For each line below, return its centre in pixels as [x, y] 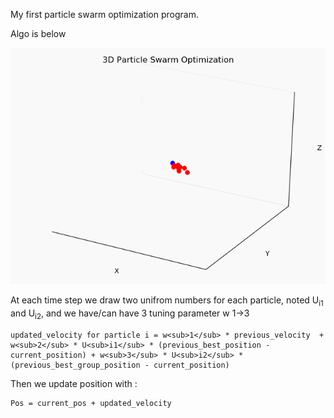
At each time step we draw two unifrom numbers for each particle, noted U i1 [167, 301]
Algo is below [38, 33]
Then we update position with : [74, 383]
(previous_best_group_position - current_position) [120, 365]
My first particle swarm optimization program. [104, 14]
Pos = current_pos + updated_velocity [91, 403]
